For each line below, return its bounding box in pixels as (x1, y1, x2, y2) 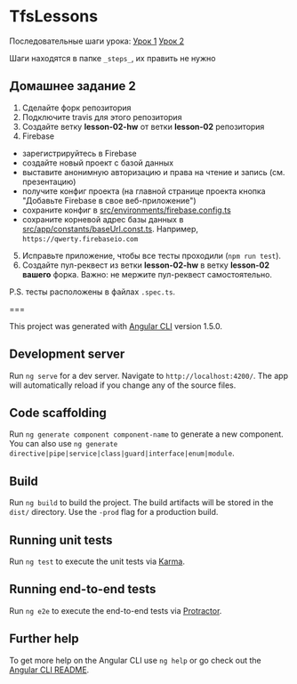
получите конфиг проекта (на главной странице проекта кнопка (21, 185, 266, 197)
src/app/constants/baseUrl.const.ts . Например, (21, 223, 198, 234)
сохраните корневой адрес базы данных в (21, 213, 184, 224)
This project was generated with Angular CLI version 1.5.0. (9, 320, 222, 331)
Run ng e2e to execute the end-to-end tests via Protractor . (9, 605, 222, 616)
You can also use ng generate (9, 439, 118, 449)
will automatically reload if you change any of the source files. (9, 380, 237, 390)
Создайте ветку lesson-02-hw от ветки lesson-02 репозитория (21, 121, 265, 132)
